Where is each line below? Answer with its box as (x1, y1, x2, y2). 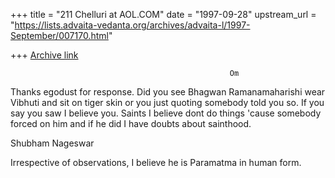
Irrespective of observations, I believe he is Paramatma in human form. (10, 157, 302, 168)
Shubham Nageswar (10, 137, 95, 149)
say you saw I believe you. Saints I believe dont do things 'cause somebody (10, 107, 322, 119)
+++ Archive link (10, 49, 79, 61)
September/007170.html (10, 30, 109, 41)
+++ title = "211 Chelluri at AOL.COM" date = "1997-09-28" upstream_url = (10, 9, 317, 20)
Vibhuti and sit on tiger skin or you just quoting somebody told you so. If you (10, 97, 325, 108)
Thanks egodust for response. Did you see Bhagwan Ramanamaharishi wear (10, 86, 326, 98)
